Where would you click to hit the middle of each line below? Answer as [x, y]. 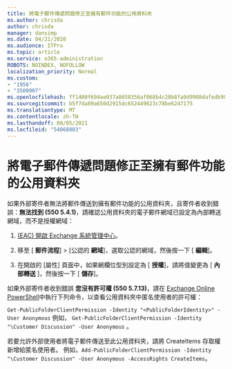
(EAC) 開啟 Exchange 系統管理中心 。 [69, 235]
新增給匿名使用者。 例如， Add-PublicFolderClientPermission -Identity [109, 350]
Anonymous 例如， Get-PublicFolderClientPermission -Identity [112, 318]
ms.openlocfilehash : [37, 98]
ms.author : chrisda [35, 20]
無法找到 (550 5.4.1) [48, 213]
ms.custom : [23, 78]
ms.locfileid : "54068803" [44, 129]
